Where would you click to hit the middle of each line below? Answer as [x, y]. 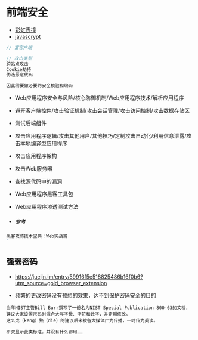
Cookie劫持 [19, 69]
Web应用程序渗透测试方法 [47, 207]
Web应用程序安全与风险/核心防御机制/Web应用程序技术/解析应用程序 [99, 98]
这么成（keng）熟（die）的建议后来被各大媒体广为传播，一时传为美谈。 [82, 320]
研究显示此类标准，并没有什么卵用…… [44, 332]
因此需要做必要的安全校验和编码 [40, 86]
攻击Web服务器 [33, 169]
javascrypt [28, 36]
